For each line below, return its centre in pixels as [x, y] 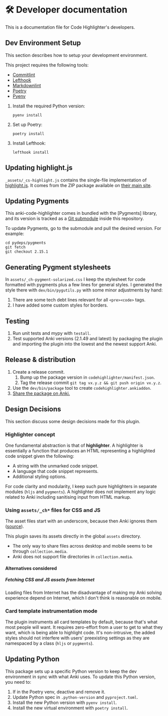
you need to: [18, 682]
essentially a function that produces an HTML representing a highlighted [80, 451]
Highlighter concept [30, 434]
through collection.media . [40, 551]
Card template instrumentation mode [51, 611]
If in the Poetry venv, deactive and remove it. [59, 692]
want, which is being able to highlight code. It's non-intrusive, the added [80, 633]
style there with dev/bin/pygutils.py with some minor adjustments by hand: [84, 290]
